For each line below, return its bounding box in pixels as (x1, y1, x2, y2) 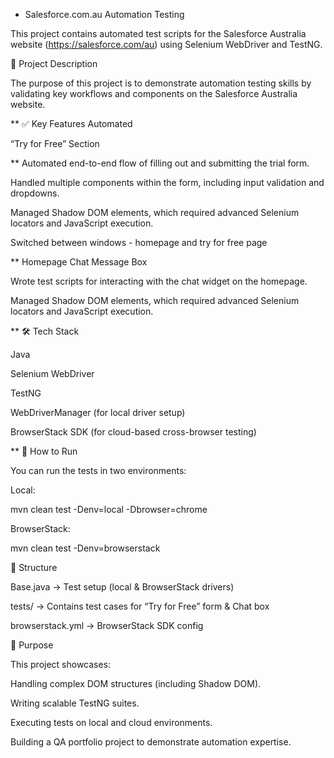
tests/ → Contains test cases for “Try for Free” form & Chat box (10, 600, 270, 612)
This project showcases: (10, 659, 112, 670)
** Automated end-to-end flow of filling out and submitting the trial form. (10, 157, 310, 169)
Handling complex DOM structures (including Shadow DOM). (10, 678, 262, 689)
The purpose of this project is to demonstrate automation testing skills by (10, 77, 312, 89)
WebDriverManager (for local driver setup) (10, 407, 186, 418)
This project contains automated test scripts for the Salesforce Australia (10, 28, 307, 39)
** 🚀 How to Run (10, 445, 78, 457)
